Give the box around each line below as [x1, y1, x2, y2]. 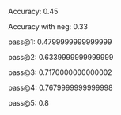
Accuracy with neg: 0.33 [8, 22, 89, 31]
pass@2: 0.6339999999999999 [8, 53, 114, 61]
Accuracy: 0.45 [8, 7, 59, 16]
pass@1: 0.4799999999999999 [8, 37, 112, 46]
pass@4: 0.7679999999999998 [8, 83, 113, 92]
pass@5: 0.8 [8, 98, 50, 107]
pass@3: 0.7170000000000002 [8, 68, 112, 77]
